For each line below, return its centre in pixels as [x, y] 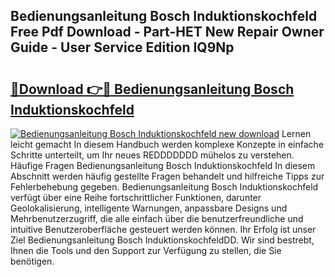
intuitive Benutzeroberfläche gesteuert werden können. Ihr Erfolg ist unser [163, 229]
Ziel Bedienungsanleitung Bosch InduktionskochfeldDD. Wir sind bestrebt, [162, 240]
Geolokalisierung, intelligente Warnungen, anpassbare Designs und [149, 208]
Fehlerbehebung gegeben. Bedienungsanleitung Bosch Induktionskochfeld [164, 187]
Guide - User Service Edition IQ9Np [122, 47]
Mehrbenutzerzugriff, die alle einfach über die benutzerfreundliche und [157, 218]
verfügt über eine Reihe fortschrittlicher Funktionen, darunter [136, 197]
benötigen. [32, 261]
